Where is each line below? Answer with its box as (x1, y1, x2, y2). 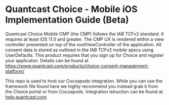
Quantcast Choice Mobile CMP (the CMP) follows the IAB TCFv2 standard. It (5, 31, 164, 37)
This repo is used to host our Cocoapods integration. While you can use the (5, 78, 163, 84)
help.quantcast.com (5, 94, 47, 100)
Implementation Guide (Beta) (5, 14, 129, 26)
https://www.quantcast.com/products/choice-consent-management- (5, 63, 149, 69)
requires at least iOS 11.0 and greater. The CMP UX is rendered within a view (5, 36, 164, 42)
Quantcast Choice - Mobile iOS (5, 4, 138, 15)
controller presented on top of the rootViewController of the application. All (5, 41, 162, 47)
